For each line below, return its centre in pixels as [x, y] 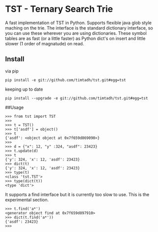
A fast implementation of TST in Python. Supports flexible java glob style [79, 23]
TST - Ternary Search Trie [59, 9]
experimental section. [27, 199]
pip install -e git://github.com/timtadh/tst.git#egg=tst [66, 80]
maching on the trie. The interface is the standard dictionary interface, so [79, 28]
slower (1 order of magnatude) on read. [45, 43]
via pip [12, 71]
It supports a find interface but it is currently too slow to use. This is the [77, 194]
